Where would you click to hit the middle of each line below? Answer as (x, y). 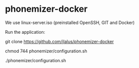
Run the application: (25, 32)
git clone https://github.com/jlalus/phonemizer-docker (60, 41)
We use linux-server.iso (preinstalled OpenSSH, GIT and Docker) (70, 23)
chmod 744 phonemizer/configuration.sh (46, 51)
